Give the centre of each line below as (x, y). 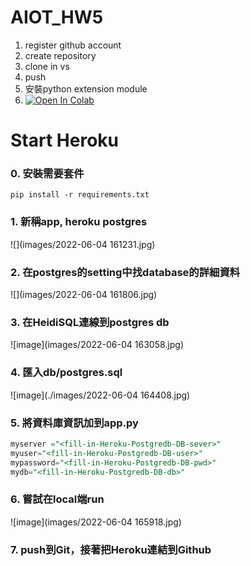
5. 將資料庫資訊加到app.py (74, 423)
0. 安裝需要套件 (47, 174)
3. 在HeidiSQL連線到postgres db (90, 322)
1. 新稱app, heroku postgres (79, 222)
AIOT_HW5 (57, 17)
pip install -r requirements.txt (80, 195)
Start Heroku (64, 140)
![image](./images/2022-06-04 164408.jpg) (100, 395)
